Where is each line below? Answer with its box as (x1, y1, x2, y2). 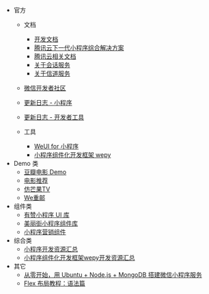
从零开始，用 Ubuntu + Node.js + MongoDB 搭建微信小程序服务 (23, 271, 203, 279)
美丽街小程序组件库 (23, 219, 79, 228)
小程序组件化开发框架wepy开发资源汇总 (23, 254, 135, 262)
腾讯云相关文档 (33, 52, 76, 60)
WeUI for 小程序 (33, 143, 79, 150)
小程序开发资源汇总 (23, 245, 79, 253)
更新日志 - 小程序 (23, 99, 72, 106)
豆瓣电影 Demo (23, 168, 67, 176)
